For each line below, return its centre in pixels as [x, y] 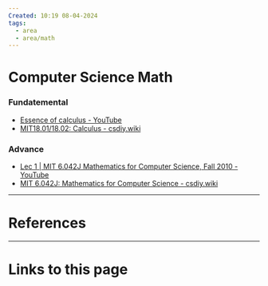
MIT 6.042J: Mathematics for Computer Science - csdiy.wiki [119, 184]
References [47, 223]
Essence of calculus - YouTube [71, 120]
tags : [17, 23]
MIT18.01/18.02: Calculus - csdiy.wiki [80, 128]
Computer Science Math [91, 77]
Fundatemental [38, 102]
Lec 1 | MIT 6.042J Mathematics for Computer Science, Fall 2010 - [129, 167]
